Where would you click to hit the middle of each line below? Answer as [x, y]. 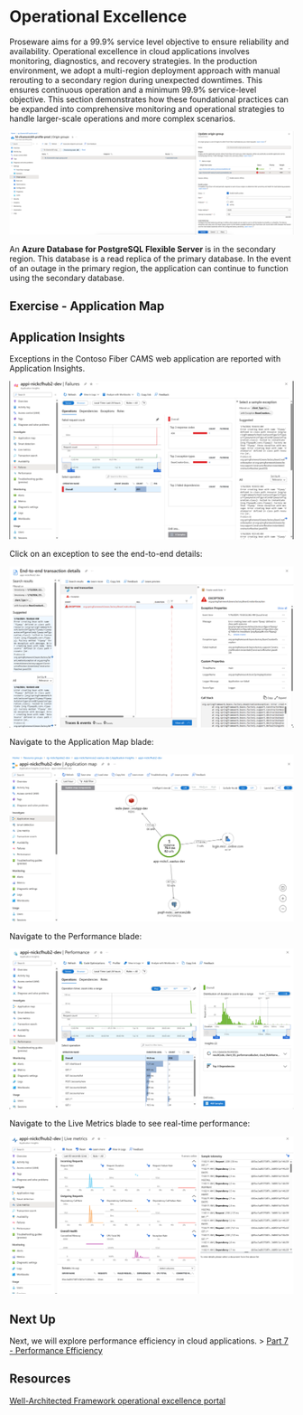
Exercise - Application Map [87, 306]
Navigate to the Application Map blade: [82, 741]
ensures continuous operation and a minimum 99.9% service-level [133, 90]
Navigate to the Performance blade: [76, 936]
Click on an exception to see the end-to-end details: [106, 553]
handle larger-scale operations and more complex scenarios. [123, 118]
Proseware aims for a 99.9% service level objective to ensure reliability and [149, 42]
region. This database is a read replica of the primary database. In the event [150, 259]
